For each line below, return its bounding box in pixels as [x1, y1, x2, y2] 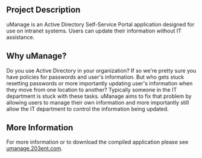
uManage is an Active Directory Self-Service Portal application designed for [6, 20, 195, 28]
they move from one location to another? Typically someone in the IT [6, 86, 177, 93]
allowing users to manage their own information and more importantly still [6, 99, 189, 106]
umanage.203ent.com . [6, 145, 63, 152]
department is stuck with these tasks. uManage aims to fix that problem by [6, 93, 192, 100]
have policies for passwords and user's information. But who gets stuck [6, 73, 185, 81]
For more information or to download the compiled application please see [6, 138, 189, 146]
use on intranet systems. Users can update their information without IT [6, 27, 182, 34]
